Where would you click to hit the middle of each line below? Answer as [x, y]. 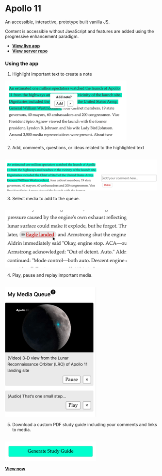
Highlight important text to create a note [52, 74]
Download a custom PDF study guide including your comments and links [84, 425]
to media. [21, 430]
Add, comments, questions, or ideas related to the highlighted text [78, 147]
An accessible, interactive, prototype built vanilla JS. [57, 22]
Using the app [22, 63]
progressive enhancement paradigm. [42, 36]
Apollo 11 [23, 8]
